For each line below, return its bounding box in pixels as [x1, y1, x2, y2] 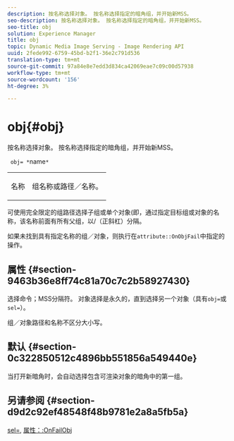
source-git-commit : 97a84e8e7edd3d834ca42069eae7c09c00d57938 [7, 63, 194, 70]
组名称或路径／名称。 [32, 181, 104, 191]
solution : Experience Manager [7, 30, 97, 37]
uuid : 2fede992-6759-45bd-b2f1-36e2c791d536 [7, 50, 140, 57]
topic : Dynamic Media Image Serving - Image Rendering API [7, 43, 185, 50]
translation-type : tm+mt [7, 56, 80, 64]
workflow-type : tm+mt [7, 69, 71, 76]
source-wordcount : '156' [7, 75, 80, 83]
